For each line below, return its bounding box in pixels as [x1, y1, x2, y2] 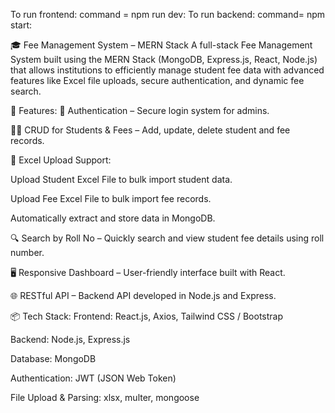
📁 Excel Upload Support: [10, 154, 112, 166]
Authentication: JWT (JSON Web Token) [10, 372, 177, 384]
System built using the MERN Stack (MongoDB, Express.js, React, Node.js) [10, 54, 318, 65]
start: [10, 19, 33, 31]
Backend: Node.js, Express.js [10, 334, 131, 345]
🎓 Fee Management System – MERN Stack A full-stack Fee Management [10, 39, 313, 51]
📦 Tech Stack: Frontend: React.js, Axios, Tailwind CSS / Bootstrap [10, 310, 284, 322]
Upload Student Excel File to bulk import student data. [10, 174, 233, 185]
